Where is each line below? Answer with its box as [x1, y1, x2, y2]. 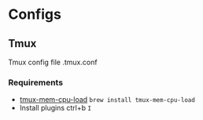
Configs [8, 5, 61, 24]
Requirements [8, 77, 64, 88]
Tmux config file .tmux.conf [8, 57, 98, 67]
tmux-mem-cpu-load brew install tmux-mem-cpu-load [19, 95, 195, 104]
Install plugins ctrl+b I [19, 104, 92, 113]
